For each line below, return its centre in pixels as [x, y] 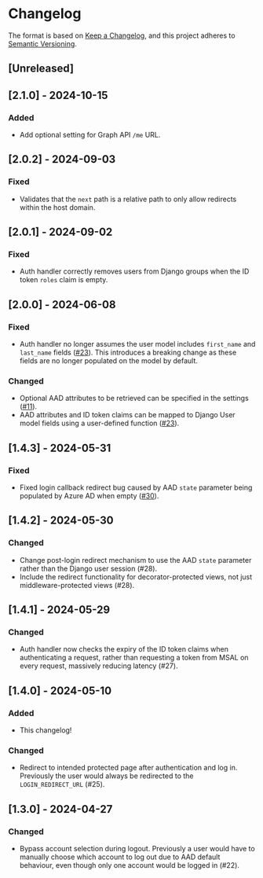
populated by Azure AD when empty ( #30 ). [89, 496]
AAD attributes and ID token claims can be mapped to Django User [127, 415]
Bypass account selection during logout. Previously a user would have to [137, 849]
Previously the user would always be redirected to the [106, 776]
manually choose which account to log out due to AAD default [120, 857]
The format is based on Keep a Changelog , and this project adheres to [122, 35]
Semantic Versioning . [42, 43]
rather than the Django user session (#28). [88, 568]
